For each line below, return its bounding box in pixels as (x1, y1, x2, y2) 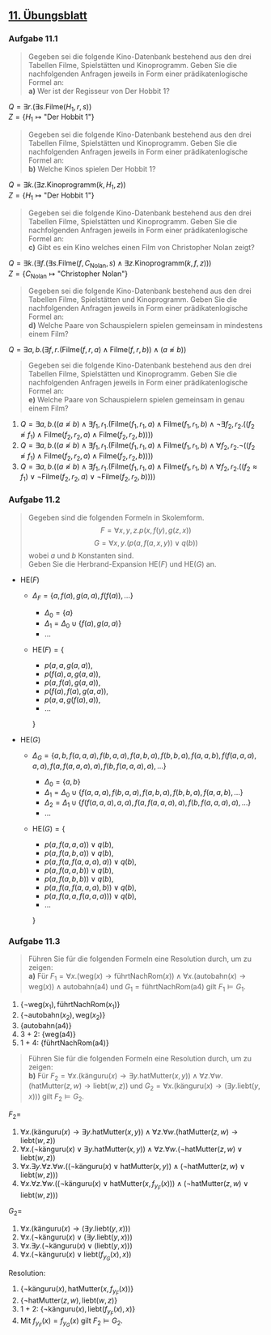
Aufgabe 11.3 (8, 936, 61, 947)
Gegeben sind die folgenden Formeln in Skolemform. (28, 512, 205, 522)
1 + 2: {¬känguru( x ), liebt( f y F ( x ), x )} (19, 1303, 136, 1317)
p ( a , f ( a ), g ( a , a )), (44, 678, 101, 687)
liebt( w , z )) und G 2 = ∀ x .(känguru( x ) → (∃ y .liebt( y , (92, 1081, 260, 1093)
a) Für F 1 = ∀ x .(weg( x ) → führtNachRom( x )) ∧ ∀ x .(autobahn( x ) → (28, 971, 247, 983)
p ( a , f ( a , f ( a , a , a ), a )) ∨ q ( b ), (44, 857, 138, 867)
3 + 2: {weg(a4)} (19, 1029, 77, 1039)
